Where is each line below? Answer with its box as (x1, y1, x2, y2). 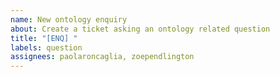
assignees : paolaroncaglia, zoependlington (10, 52, 195, 62)
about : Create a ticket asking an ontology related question (10, 24, 271, 34)
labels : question (10, 42, 83, 53)
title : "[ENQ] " (10, 33, 78, 43)
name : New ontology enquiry (10, 14, 128, 25)
